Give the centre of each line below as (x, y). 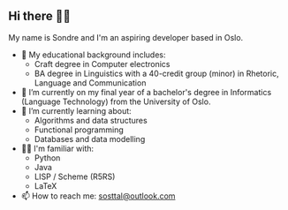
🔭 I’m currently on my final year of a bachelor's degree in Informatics (146, 92)
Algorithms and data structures (91, 120)
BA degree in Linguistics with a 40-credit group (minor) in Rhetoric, (156, 73)
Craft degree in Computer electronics (102, 64)
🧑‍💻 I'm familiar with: (57, 148)
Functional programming (79, 130)
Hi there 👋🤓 (40, 16)
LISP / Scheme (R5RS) (75, 176)
